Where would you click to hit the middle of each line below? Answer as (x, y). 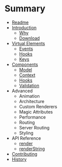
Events (26, 49)
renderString (32, 149)
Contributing (24, 154)
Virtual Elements (28, 43)
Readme (20, 22)
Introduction (24, 27)
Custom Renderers (38, 107)
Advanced (22, 91)
